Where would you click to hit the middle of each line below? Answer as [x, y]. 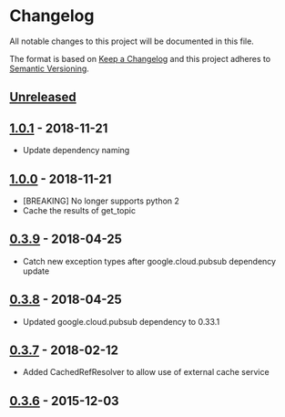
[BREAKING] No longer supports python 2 [101, 201]
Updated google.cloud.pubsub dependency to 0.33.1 [121, 321]
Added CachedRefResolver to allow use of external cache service [146, 372]
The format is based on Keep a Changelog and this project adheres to [140, 58]
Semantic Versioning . [49, 68]
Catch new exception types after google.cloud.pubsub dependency [149, 261]
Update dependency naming [76, 151]
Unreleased [43, 97]
